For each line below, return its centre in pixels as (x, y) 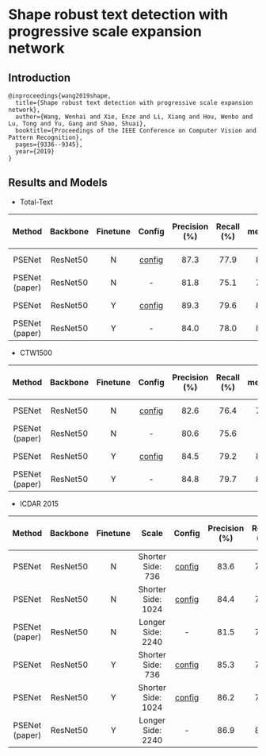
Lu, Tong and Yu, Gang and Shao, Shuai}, (78, 124)
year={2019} (35, 152)
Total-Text (36, 202)
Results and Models (58, 183)
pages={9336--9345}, (49, 145)
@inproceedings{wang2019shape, (60, 96)
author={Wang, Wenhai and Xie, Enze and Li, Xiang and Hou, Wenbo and (134, 117)
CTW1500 (36, 353)
